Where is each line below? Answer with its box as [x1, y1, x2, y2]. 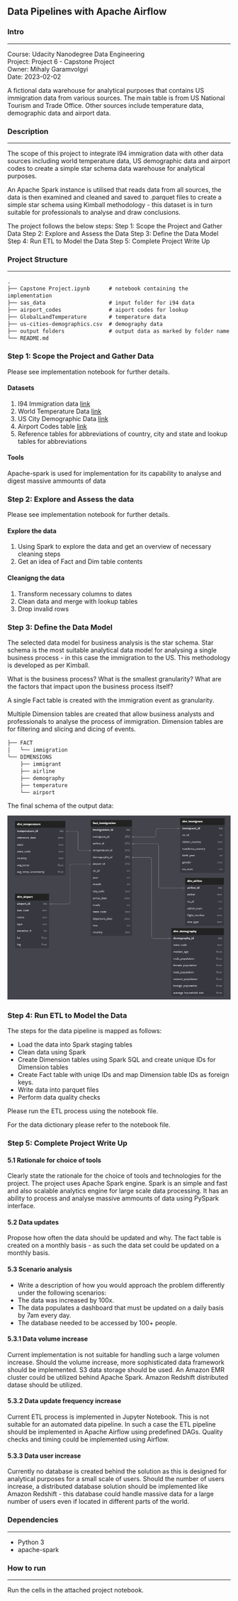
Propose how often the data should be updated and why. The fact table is [7, 1234, 222, 1242]
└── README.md [7, 335, 50, 342]
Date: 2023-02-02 [7, 72, 62, 81]
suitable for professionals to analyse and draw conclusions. [7, 208, 181, 216]
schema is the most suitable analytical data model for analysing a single [7, 645, 217, 654]
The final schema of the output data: [7, 801, 114, 810]
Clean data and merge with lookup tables [17, 597, 138, 606]
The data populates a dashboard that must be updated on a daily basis [17, 1303, 225, 1312]
